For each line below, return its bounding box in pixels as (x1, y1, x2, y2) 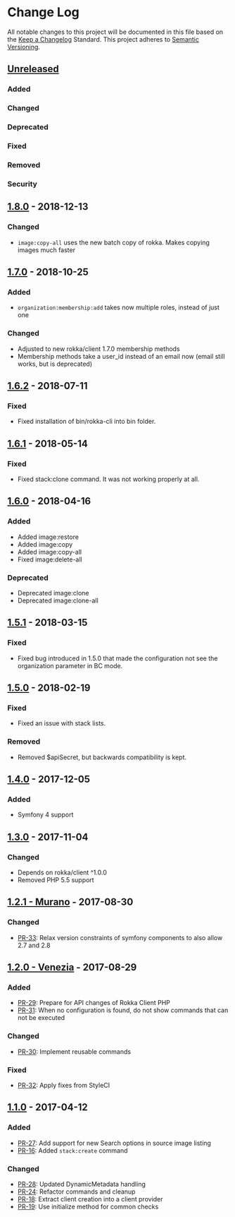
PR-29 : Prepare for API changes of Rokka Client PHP (17, 999, 171, 1007)
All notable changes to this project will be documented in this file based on (7, 28, 224, 36)
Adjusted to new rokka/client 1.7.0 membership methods (17, 344, 181, 353)
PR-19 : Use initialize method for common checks (17, 1202, 159, 1211)
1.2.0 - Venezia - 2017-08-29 (7, 961, 137, 973)
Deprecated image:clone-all (17, 596, 99, 605)
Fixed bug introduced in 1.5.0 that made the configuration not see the (17, 654, 218, 663)
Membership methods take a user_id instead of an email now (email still (17, 352, 225, 360)
